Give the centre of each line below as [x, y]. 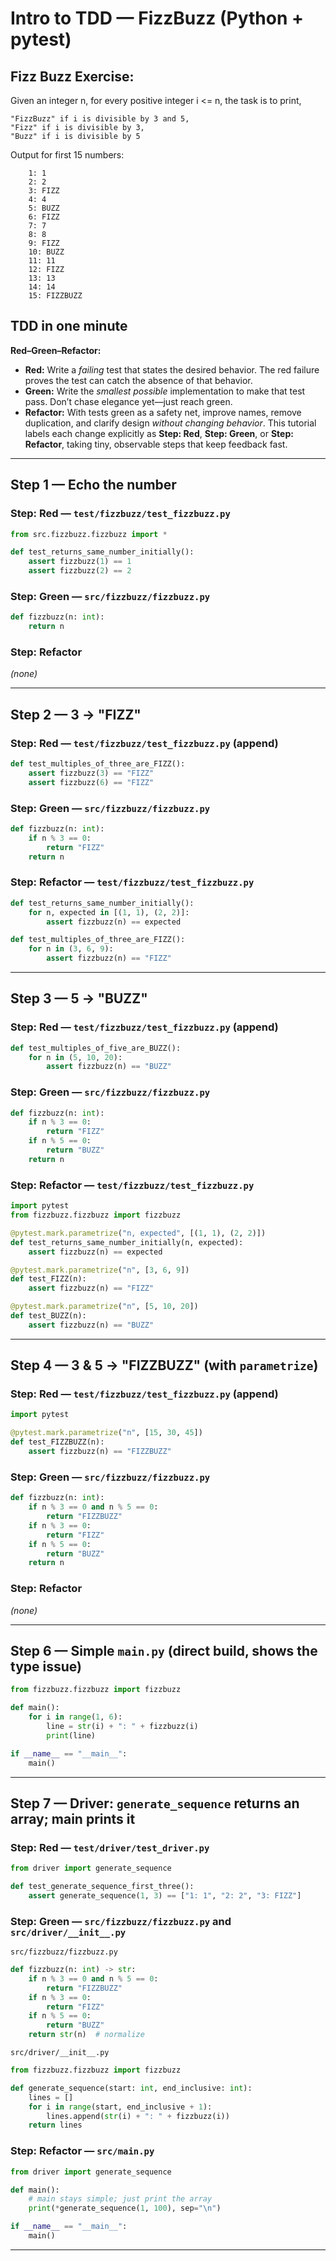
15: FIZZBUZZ [55, 296]
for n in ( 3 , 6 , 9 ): [71, 949]
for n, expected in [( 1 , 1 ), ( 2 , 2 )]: [109, 912]
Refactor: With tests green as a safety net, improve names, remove [163, 412]
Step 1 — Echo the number [93, 485]
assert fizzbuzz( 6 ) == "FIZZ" [91, 782]
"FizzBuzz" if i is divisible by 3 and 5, [100, 119]
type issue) [46, 1666]
